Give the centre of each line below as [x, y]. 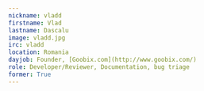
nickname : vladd [35, 15]
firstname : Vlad [35, 23]
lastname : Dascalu [38, 30]
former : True [30, 74]
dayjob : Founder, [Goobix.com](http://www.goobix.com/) [102, 60]
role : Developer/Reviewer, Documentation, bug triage [99, 67]
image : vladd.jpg [37, 38]
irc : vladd [26, 45]
